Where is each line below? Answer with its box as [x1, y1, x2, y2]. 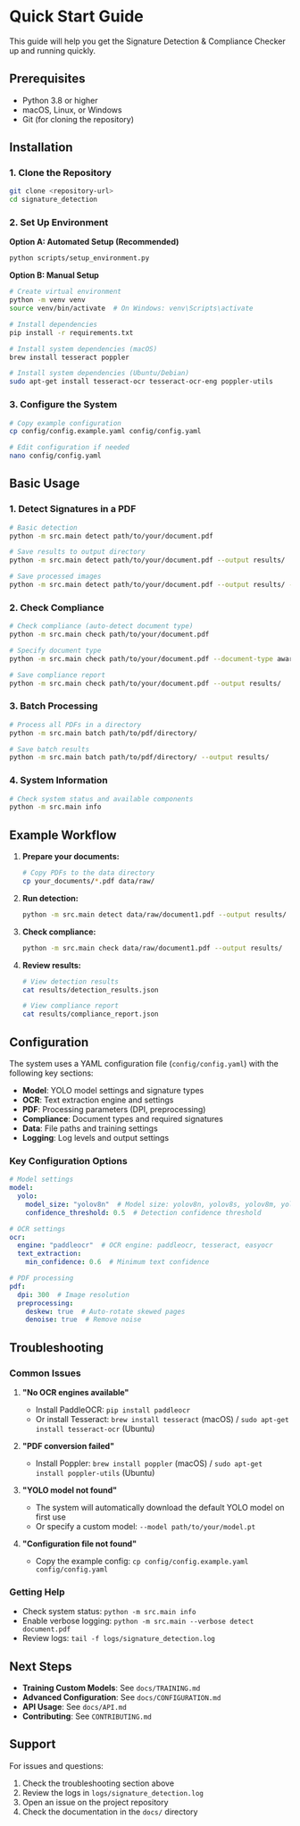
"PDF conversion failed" [21, 1440, 114, 1451]
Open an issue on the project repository [21, 1797, 169, 1807]
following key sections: [9, 1068, 94, 1078]
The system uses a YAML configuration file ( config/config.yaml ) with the [9, 1058, 279, 1068]
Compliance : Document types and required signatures [21, 1113, 223, 1124]
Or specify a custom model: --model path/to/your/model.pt [35, 1520, 256, 1531]
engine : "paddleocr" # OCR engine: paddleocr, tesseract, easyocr [17, 1241, 274, 1250]
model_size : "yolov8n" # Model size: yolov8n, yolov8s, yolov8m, [25, 1200, 278, 1209]
